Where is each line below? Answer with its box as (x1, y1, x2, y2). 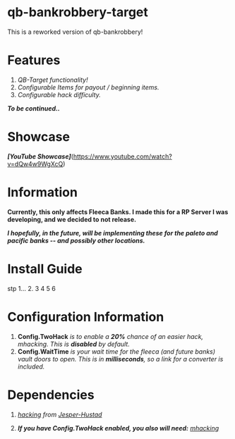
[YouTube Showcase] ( (7, 152, 74, 161)
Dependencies (7, 387, 95, 402)
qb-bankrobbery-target (7, 4, 148, 20)
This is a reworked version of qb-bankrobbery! (7, 27, 143, 36)
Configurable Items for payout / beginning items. (17, 82, 160, 92)
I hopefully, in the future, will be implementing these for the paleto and (7, 228, 219, 237)
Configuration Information (7, 309, 164, 325)
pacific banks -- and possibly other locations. (7, 236, 146, 245)
